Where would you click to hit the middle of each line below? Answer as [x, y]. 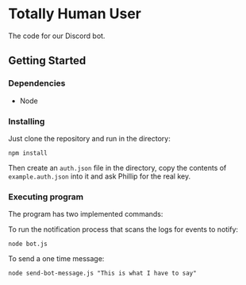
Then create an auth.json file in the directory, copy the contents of [117, 168]
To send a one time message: [56, 259]
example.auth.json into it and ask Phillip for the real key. [100, 176]
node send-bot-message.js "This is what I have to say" [102, 273]
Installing [27, 121]
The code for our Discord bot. [57, 36]
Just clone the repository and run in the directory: [89, 138]
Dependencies [37, 83]
